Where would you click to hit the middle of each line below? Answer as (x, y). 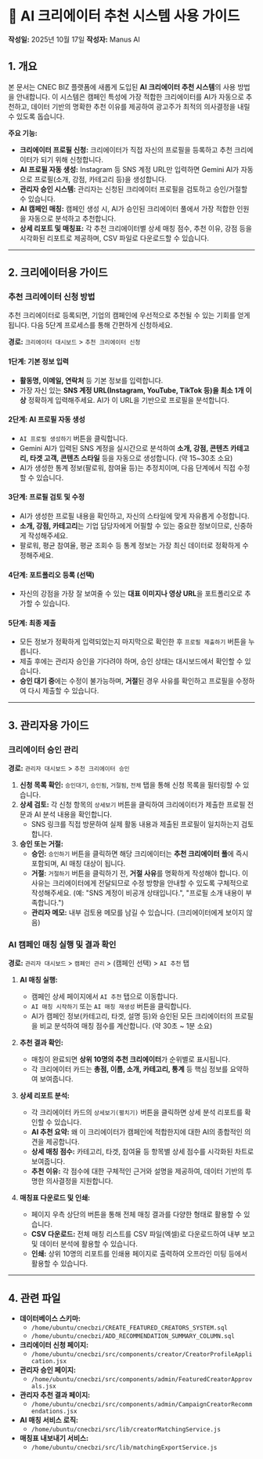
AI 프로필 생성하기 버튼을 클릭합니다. (73, 438)
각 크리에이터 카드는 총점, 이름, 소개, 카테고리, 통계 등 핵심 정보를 (130, 1070)
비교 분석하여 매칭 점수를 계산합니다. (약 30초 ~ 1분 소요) (126, 1026)
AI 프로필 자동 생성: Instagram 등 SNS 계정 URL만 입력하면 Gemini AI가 (129, 169)
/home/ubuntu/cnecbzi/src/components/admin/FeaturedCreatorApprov (142, 1380)
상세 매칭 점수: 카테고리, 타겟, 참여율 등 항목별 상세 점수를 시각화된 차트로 (142, 1152)
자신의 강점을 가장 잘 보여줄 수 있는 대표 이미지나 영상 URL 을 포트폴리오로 (131, 594)
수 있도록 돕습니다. (36, 116)
